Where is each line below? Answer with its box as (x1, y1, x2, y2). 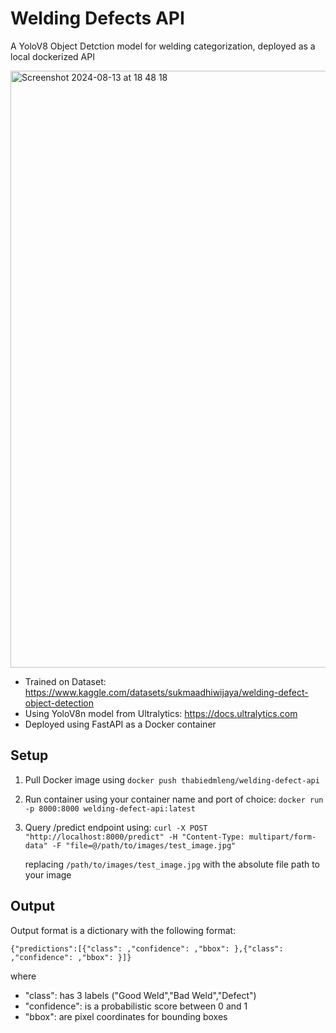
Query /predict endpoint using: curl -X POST (24, 821, 208, 833)
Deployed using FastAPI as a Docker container (24, 718, 217, 730)
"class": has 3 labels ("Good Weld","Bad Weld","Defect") (24, 989, 257, 1001)
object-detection (24, 697, 95, 709)
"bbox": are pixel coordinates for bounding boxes (24, 1010, 228, 1022)
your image (24, 868, 72, 881)
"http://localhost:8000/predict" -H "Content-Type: (24, 832, 245, 842)
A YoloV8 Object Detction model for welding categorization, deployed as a (10, 40, 316, 52)
